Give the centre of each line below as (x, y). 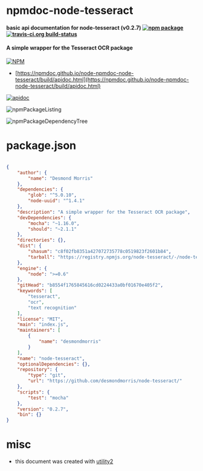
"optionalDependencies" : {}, (54, 364)
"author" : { (32, 173)
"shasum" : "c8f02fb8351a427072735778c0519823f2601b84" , (100, 252)
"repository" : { (38, 370)
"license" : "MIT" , (40, 319)
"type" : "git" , (47, 375)
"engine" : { (32, 268)
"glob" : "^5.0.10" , (53, 195)
